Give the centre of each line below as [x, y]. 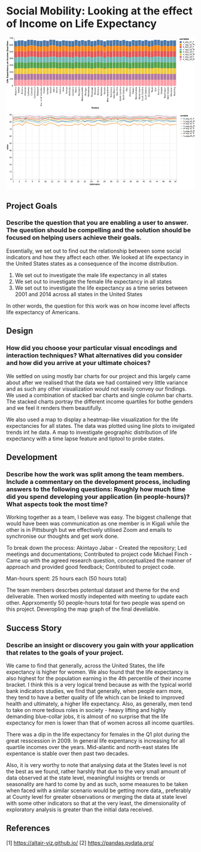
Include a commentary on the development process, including [98, 482]
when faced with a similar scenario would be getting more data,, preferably [99, 790]
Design [20, 331]
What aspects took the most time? [57, 504]
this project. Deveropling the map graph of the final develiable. [83, 609]
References [28, 828]
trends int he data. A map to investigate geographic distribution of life [92, 432]
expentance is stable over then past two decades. [68, 753]
